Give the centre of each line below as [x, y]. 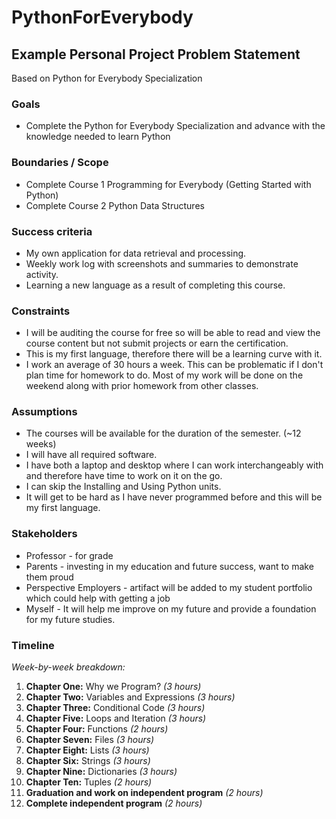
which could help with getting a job [98, 598]
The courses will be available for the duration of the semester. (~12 [163, 433]
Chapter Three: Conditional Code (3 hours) [115, 708]
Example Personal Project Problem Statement [156, 54]
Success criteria [52, 231]
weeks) [41, 444]
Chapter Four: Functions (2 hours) [97, 729]
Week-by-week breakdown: [68, 667]
